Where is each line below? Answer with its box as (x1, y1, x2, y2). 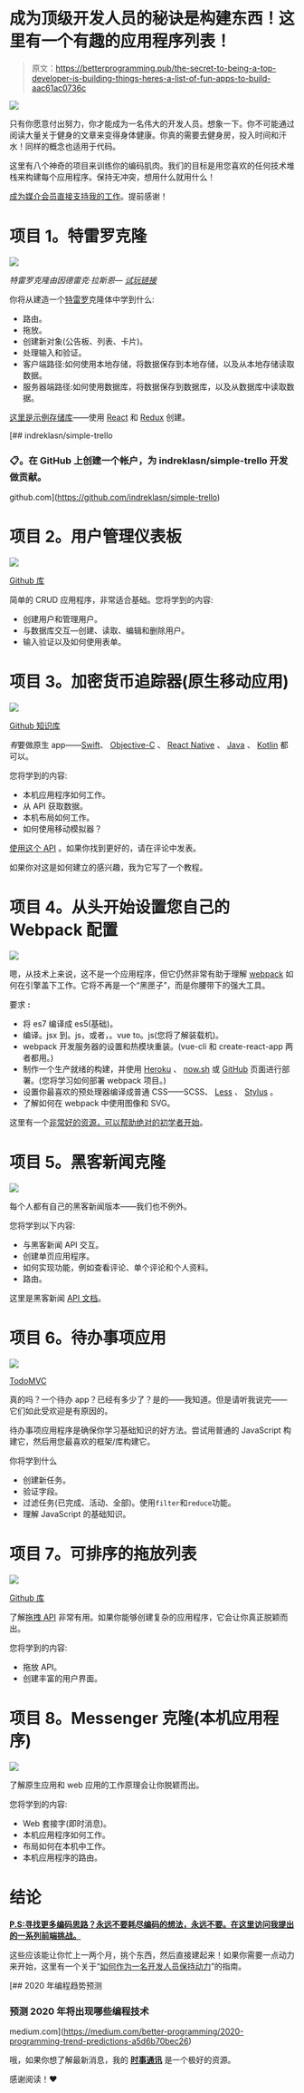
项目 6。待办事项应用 (9, 1328, 166, 1348)
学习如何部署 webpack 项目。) (57, 1075, 167, 1085)
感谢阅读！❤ (9, 2073, 58, 2084)
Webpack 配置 (9, 920, 119, 940)
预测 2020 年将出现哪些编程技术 (9, 2005, 149, 2018)
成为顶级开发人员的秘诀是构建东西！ (9, 8, 280, 29)
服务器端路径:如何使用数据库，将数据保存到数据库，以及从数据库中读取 (22, 381, 287, 392)
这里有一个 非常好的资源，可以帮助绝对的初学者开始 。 (9, 1116, 208, 1127)
